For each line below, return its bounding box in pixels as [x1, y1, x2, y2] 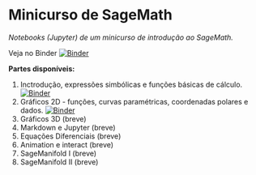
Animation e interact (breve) [19, 139, 114, 149]
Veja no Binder [8, 48, 58, 58]
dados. [19, 105, 44, 115]
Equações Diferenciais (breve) [19, 131, 122, 141]
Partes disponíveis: [8, 63, 75, 74]
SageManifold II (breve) [19, 156, 99, 167]
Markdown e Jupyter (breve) [19, 122, 116, 132]
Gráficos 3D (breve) [19, 113, 87, 123]
